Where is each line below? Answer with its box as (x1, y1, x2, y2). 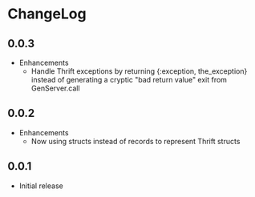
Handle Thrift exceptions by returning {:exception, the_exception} (30, 66, 248, 76)
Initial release (18, 181, 63, 191)
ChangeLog (7, 5, 87, 23)
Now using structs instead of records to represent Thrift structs (30, 136, 241, 146)
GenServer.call (30, 83, 81, 93)
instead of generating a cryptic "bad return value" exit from (30, 75, 228, 84)
